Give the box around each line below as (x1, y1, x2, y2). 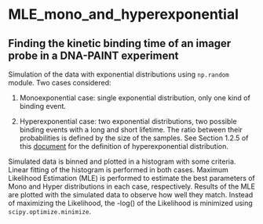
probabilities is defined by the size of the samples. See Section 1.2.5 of (19, 133, 249, 143)
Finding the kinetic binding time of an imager (8, 37, 232, 50)
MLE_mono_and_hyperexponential (8, 5, 239, 23)
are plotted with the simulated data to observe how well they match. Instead (8, 190, 254, 199)
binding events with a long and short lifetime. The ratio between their (19, 125, 243, 134)
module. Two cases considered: (8, 78, 111, 87)
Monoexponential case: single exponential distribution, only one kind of (19, 93, 251, 103)
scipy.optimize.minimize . (8, 207, 92, 216)
